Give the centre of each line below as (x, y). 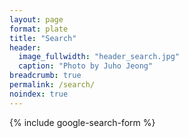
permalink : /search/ (52, 85)
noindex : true (39, 94)
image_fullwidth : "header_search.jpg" (99, 57)
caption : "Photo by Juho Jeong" (86, 66)
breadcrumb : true (45, 76)
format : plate (39, 29)
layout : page (36, 19)
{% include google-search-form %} (82, 122)
